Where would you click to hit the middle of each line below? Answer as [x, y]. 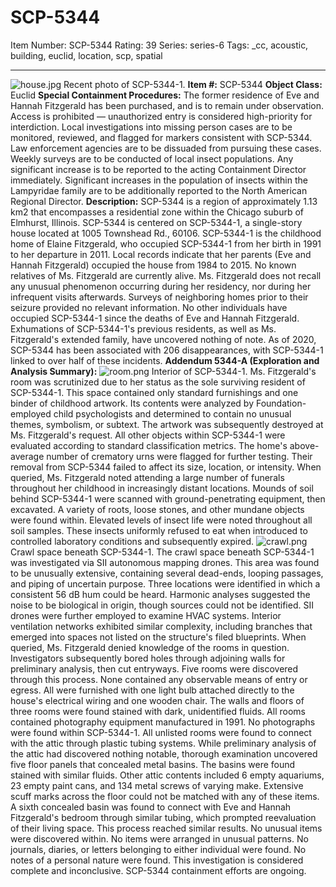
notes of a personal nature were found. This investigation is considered [157, 860]
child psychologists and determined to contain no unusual [172, 413]
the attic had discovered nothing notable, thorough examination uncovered [164, 753]
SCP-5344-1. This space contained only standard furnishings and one [154, 392]
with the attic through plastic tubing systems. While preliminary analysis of [163, 743]
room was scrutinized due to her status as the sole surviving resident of [158, 382]
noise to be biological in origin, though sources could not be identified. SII [162, 605]
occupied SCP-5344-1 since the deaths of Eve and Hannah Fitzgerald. [155, 318]
